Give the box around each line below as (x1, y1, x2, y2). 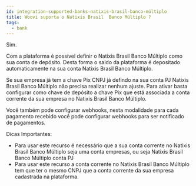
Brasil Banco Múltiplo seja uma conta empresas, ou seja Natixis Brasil (14, 148, 184, 155)
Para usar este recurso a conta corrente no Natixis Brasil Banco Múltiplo (14, 161, 190, 168)
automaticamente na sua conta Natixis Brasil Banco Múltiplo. (6, 65, 153, 72)
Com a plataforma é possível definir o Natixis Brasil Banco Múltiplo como (6, 52, 183, 59)
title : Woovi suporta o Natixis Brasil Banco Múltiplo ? (6, 14, 151, 20)
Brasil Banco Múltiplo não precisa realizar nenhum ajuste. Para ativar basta (6, 83, 188, 90)
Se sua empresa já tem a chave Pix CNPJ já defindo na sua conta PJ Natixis (6, 77, 190, 84)
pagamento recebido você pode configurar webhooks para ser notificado (6, 113, 184, 120)
